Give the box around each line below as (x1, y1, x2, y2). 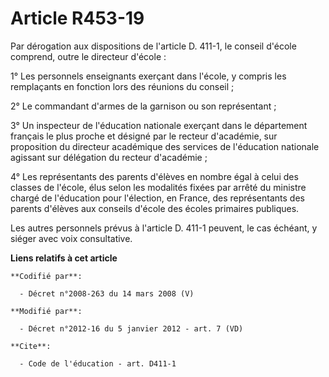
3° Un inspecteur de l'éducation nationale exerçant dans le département (10, 119, 308, 131)
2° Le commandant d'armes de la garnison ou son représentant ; (10, 100, 277, 112)
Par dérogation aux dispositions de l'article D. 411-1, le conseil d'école (10, 40, 297, 52)
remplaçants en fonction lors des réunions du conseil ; (10, 80, 235, 92)
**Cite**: (10, 341, 52, 351)
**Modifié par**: (10, 306, 83, 316)
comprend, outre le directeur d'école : (10, 50, 167, 62)
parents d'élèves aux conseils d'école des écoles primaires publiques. (10, 202, 300, 214)
